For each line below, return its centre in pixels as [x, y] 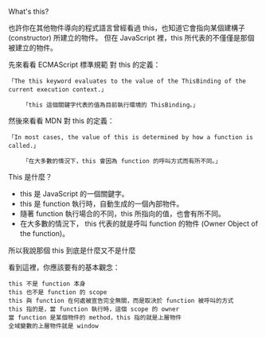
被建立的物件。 [33, 48]
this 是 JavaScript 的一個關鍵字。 [74, 194]
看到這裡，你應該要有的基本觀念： [64, 267]
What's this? [29, 12]
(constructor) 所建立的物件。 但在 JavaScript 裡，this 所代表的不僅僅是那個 [131, 38]
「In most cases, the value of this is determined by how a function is [131, 138]
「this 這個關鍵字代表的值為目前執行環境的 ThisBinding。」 [111, 105]
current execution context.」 [58, 90]
